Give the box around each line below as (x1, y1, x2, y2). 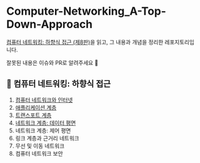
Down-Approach (6, 17, 93, 31)
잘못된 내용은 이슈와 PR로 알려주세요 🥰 (6, 59, 99, 66)
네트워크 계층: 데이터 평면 (15, 119, 76, 126)
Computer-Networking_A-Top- (6, 4, 166, 18)
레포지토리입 (165, 38, 194, 45)
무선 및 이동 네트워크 (15, 142, 65, 150)
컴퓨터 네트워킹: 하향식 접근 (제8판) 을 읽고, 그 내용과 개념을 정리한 (6, 38, 164, 45)
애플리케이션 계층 (15, 104, 57, 111)
